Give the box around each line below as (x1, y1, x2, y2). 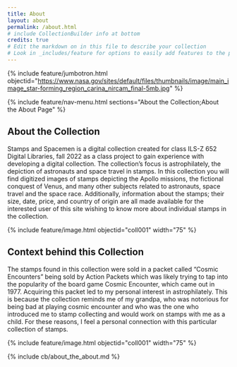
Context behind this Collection (7, 246, 145, 258)
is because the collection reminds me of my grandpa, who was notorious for (7, 294, 229, 303)
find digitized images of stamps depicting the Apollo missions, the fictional (7, 174, 224, 183)
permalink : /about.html (7, 23, 78, 30)
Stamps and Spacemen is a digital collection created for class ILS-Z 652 (7, 144, 217, 152)
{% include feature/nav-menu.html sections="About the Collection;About (7, 97, 219, 106)
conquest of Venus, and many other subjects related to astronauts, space (7, 181, 221, 191)
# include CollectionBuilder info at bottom (7, 30, 140, 37)
